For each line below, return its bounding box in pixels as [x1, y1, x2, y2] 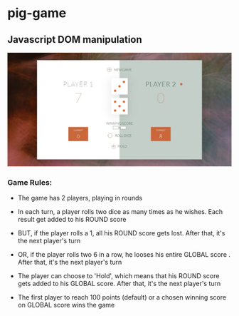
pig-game [7, 5, 67, 21]
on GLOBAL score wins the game [17, 301, 115, 310]
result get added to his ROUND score [17, 215, 127, 224]
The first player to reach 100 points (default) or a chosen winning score [17, 293, 226, 302]
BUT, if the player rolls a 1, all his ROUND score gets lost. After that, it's [17, 229, 225, 238]
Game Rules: [7, 177, 53, 187]
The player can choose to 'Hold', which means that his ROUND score [17, 272, 220, 280]
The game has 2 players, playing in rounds [17, 194, 143, 203]
